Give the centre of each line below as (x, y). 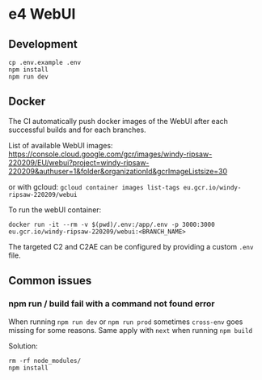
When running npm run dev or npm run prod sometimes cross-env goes (126, 322)
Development (43, 44)
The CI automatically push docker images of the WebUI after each (118, 121)
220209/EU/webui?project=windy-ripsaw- (79, 162)
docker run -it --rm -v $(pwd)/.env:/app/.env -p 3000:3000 (112, 224)
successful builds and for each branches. (78, 130)
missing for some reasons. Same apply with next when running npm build (131, 330)
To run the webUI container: (55, 209)
